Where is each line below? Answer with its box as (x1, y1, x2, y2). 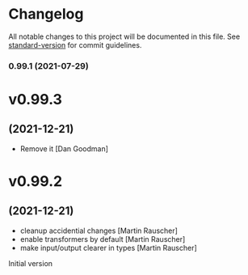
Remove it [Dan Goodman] (19, 143, 109, 154)
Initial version (8, 258, 53, 268)
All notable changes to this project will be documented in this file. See (8, 32, 241, 41)
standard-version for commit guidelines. (8, 40, 142, 49)
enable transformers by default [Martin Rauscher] (19, 234, 186, 243)
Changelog (8, 5, 84, 23)
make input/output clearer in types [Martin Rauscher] (19, 243, 198, 252)
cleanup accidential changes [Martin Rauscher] (19, 226, 178, 235)
